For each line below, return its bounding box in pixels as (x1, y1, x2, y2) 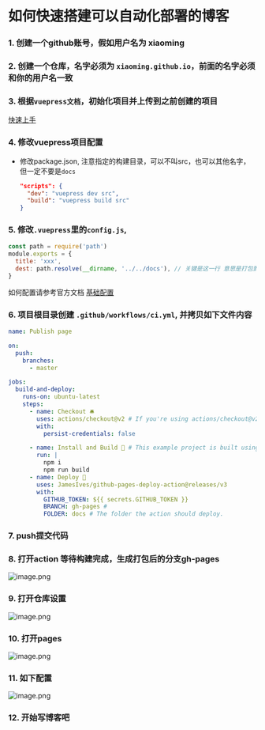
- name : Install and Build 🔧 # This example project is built (28, 444, 238, 452)
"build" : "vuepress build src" (27, 197, 130, 205)
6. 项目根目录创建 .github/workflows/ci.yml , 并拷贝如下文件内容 (8, 309, 252, 320)
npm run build (43, 466, 90, 475)
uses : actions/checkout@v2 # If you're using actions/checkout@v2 (36, 414, 259, 423)
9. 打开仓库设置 (8, 593, 67, 604)
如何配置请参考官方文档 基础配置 (8, 287, 114, 297)
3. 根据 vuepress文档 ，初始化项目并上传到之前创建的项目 (8, 96, 218, 107)
